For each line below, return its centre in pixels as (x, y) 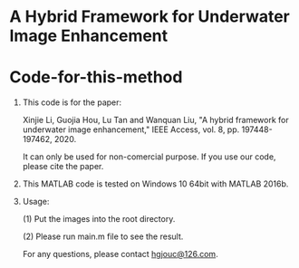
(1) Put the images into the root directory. (99, 219)
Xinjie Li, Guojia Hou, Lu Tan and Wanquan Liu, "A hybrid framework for (155, 120)
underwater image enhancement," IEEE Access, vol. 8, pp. (131, 129)
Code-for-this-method (96, 77)
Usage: (36, 202)
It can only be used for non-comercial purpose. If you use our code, (149, 157)
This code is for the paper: (72, 102)
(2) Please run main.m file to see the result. (103, 236)
